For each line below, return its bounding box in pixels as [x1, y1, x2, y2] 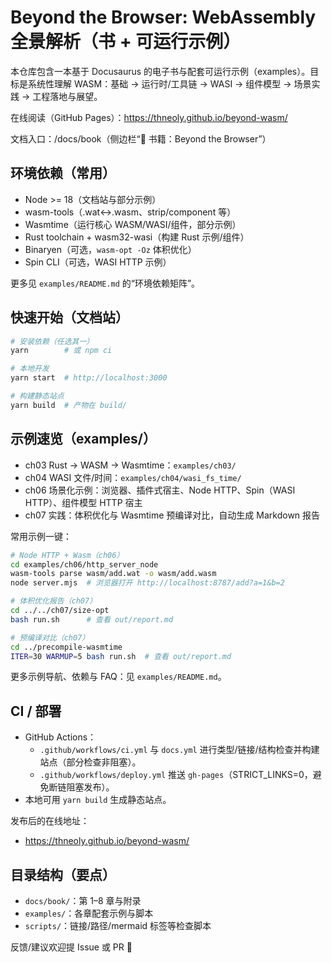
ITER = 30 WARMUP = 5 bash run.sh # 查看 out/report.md [10, 651, 232, 661]
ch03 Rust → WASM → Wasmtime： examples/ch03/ [24, 459, 237, 471]
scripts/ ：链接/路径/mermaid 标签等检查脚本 [24, 920, 212, 931]
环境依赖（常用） [10, 165, 116, 182]
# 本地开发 [10, 364, 50, 374]
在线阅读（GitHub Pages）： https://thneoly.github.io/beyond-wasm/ [10, 111, 288, 123]
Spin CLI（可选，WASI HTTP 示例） [24, 256, 172, 268]
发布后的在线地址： [10, 815, 90, 827]
